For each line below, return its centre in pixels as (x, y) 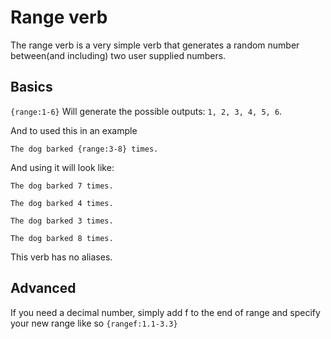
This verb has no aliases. (61, 257)
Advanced (43, 288)
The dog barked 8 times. (62, 238)
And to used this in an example (74, 130)
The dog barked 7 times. (62, 186)
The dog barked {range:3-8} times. (84, 149)
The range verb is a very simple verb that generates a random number (155, 45)
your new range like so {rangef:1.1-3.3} (94, 323)
